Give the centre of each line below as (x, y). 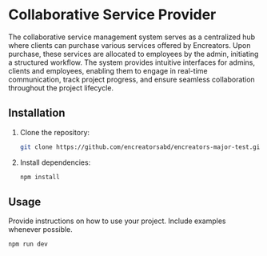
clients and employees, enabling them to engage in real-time (108, 70)
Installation (37, 113)
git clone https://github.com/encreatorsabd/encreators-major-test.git (141, 147)
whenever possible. (41, 230)
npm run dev (28, 244)
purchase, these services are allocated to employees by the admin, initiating (133, 54)
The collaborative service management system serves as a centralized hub (132, 37)
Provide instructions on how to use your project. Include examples (117, 221)
